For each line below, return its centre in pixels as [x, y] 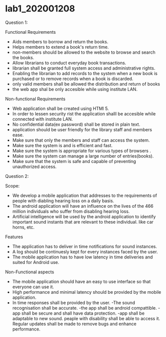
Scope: [12, 186]
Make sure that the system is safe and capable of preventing [74, 161]
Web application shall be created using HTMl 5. [60, 108]
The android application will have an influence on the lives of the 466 [83, 206]
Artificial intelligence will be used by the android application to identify [84, 216]
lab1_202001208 [40, 9]
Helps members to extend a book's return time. [60, 47]
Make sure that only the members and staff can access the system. [81, 140]
